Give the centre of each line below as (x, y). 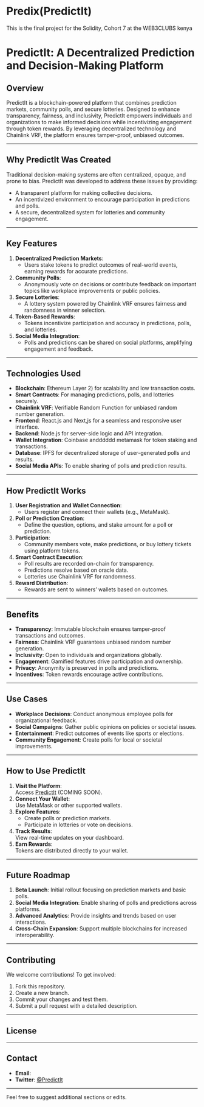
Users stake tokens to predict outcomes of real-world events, (101, 265)
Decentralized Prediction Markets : (59, 258)
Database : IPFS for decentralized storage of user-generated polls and (103, 453)
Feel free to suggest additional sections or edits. (66, 1097)
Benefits (23, 614)
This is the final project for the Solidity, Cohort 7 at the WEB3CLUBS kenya (99, 28)
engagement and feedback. (59, 349)
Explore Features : (38, 812)
